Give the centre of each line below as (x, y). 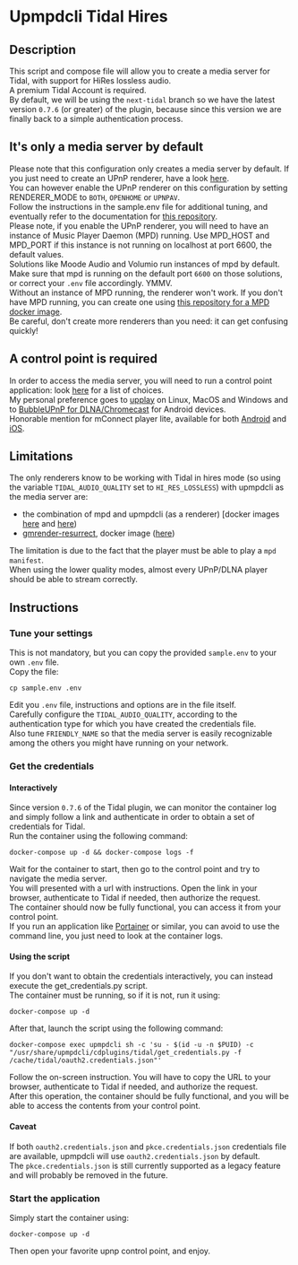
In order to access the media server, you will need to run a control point (141, 380)
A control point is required (84, 359)
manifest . (27, 560)
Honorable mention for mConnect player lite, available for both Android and (148, 418)
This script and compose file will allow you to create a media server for (140, 71)
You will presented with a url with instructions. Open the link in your (133, 888)
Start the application (55, 1198)
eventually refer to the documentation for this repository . (113, 216)
